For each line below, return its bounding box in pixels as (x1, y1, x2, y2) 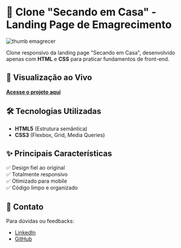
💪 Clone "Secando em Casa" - (6, 5, 157, 19)
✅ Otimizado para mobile (6, 177, 67, 185)
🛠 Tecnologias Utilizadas (6, 106, 102, 116)
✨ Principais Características (6, 148, 112, 158)
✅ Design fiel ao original (6, 164, 65, 171)
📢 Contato (6, 202, 44, 212)
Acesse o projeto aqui (6, 88, 61, 96)
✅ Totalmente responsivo (6, 171, 68, 178)
